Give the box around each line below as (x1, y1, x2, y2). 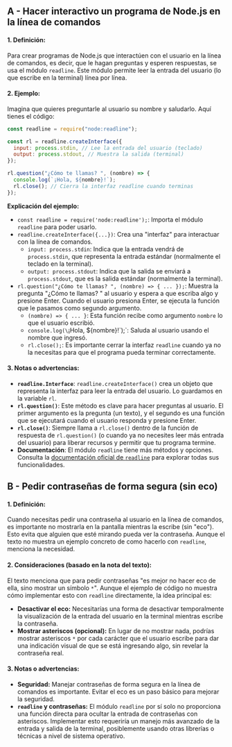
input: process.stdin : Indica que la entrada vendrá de (27, 244, 184, 253)
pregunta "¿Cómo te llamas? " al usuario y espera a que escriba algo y (17, 289, 219, 297)
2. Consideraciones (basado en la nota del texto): (7, 561, 152, 569)
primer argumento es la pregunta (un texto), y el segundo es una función (17, 409, 225, 417)
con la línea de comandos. (17, 237, 93, 246)
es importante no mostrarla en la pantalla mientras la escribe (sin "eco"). (7, 523, 215, 531)
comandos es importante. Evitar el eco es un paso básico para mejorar (17, 687, 220, 696)
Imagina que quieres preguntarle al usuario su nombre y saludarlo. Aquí (7, 104, 211, 113)
